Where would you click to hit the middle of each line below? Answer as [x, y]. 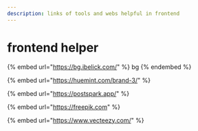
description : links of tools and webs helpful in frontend [93, 13]
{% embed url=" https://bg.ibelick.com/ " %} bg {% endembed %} [99, 67]
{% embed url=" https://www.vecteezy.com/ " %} [76, 120]
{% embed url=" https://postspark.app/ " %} [68, 93]
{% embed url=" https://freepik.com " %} [64, 107]
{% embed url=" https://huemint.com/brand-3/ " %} [79, 80]
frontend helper [53, 47]
